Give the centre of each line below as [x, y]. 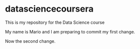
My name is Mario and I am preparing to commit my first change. [70, 32]
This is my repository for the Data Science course [55, 22]
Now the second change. [30, 41]
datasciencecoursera [49, 9]
